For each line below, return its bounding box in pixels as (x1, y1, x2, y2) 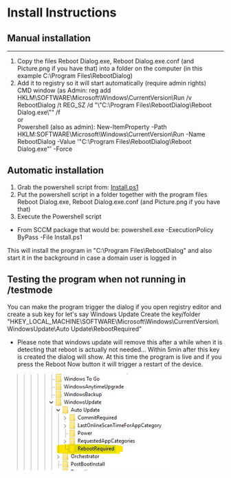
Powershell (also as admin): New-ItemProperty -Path (16, 123, 167, 131)
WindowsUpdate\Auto (7, 324, 70, 333)
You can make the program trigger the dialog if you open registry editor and (7, 302, 222, 311)
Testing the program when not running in (7, 273, 186, 285)
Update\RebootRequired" (71, 324, 142, 333)
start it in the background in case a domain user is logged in (7, 253, 177, 262)
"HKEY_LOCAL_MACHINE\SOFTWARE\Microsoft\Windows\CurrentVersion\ (7, 317, 219, 325)
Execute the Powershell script (16, 212, 102, 220)
